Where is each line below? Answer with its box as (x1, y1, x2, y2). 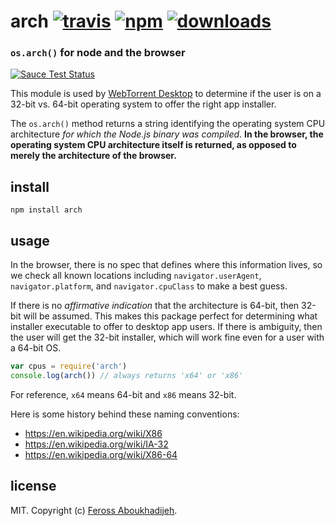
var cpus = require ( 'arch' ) (10, 361, 128, 372)
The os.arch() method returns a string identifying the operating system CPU (10, 118, 326, 130)
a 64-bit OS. (10, 342, 62, 354)
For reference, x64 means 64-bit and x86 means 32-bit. (10, 388, 237, 400)
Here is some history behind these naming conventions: (10, 408, 240, 420)
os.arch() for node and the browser (10, 46, 186, 60)
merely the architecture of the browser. (10, 150, 177, 162)
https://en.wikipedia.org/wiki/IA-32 (24, 438, 169, 450)
